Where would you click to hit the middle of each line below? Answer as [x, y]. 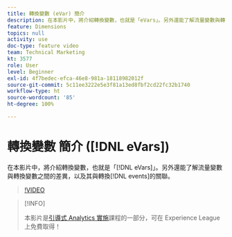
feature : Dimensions [37, 26]
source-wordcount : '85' [42, 98]
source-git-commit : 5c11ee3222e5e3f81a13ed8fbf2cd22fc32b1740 [99, 85]
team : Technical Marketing [46, 53]
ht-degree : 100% [30, 104]
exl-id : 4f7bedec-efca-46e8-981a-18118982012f [75, 78]
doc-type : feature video [43, 46]
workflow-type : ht [34, 91]
